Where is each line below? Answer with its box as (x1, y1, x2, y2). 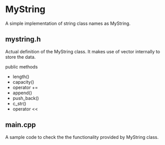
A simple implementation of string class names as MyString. (5, 20, 131, 26)
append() (12, 90, 32, 96)
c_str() (12, 100, 26, 106)
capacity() (12, 79, 35, 85)
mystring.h (5, 35, 41, 44)
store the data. (5, 54, 36, 60)
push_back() (12, 95, 39, 101)
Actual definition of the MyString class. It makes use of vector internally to (5, 48, 160, 54)
